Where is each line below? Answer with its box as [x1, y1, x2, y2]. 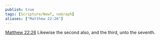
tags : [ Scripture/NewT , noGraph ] [5, 12, 75, 17]
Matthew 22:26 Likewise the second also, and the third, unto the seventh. [5, 30, 156, 36]
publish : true [5, 7, 35, 12]
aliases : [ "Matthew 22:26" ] [5, 16, 64, 21]
